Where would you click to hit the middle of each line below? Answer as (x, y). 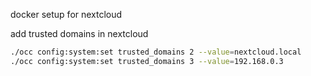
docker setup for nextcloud (66, 14)
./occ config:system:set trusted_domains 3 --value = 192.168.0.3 (147, 61)
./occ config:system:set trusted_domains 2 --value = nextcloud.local (156, 52)
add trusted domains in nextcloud (79, 33)
